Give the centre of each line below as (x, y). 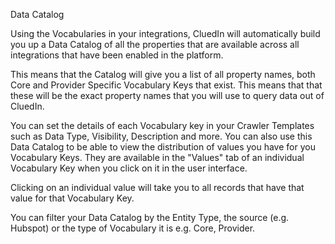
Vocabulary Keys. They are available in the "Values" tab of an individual (157, 157)
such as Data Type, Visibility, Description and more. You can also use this (161, 136)
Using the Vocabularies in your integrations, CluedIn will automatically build (165, 33)
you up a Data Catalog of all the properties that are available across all (155, 44)
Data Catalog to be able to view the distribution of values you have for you (163, 147)
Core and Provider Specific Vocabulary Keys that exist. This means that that (166, 85)
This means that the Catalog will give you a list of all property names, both (163, 74)
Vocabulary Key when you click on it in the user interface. (129, 168)
